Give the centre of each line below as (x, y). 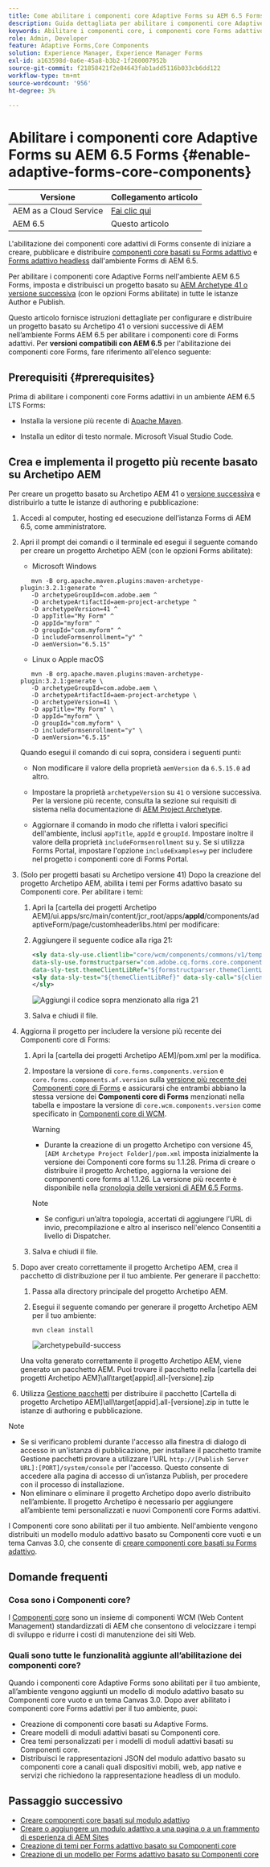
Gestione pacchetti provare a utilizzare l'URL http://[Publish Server (134, 1459)
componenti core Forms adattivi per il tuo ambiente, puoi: (103, 1708)
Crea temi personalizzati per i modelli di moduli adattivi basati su (127, 1741)
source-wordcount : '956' (50, 83)
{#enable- (217, 155)
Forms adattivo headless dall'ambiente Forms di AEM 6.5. (103, 261)
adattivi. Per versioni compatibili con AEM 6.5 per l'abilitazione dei (120, 344)
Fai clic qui (131, 211)
